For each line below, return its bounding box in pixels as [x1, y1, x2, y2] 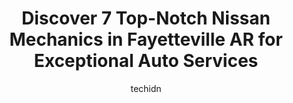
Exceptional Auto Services [33, 50, 259, 72]
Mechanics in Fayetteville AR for [9, 28, 283, 51]
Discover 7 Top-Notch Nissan [21, 7, 271, 30]
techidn [130, 82, 162, 94]
